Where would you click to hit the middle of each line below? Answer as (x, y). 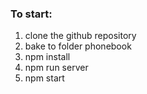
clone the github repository (80, 36)
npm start (44, 78)
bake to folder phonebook (78, 46)
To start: (31, 14)
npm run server (56, 68)
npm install (47, 57)
